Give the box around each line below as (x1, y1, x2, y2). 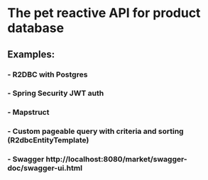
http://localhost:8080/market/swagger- (45, 154, 187, 164)
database (7, 20, 65, 36)
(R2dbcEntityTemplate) (7, 135, 89, 145)
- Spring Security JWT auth (7, 89, 104, 99)
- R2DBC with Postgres (7, 69, 88, 79)
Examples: (7, 48, 55, 60)
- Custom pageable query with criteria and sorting (7, 126, 184, 136)
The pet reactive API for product (7, 5, 201, 21)
